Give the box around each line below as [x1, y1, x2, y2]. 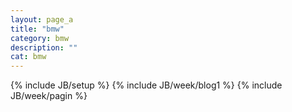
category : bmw [10, 33, 70, 43]
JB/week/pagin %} [10, 90, 88, 102]
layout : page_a [10, 14, 74, 25]
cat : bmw [10, 52, 47, 62]
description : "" [10, 42, 78, 53]
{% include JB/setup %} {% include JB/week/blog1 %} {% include [10, 79, 283, 91]
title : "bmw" [10, 24, 65, 34]
